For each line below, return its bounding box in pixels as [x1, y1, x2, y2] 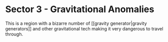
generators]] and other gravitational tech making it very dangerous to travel [5, 25, 164, 31]
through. [5, 31, 23, 37]
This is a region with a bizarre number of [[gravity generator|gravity [5, 20, 147, 26]
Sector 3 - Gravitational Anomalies [5, 4, 154, 15]
